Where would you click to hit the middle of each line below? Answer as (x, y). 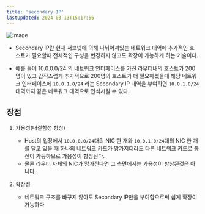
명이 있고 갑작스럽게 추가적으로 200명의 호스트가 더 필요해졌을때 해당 (98, 76)
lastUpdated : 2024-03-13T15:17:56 (50, 18)
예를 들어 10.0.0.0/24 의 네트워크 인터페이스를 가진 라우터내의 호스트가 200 (105, 68)
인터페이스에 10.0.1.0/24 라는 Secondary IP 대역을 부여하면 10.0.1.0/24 (110, 84)
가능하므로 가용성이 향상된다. (70, 156)
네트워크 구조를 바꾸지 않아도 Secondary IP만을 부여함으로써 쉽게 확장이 (111, 197)
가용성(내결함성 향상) (40, 128)
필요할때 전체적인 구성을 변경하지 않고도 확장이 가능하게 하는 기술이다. (115, 55)
